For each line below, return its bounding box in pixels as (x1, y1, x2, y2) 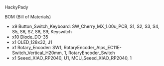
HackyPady (4, 4, 28, 10)
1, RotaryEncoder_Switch (64, 50, 115, 56)
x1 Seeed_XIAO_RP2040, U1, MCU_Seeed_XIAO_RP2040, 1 (11, 55, 132, 61)
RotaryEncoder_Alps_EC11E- (63, 45, 122, 50)
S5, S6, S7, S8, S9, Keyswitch (11, 29, 72, 34)
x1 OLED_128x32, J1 (11, 39, 52, 45)
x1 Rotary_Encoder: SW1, (11, 45, 63, 50)
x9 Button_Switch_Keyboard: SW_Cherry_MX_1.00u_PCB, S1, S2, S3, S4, (11, 23, 160, 29)
